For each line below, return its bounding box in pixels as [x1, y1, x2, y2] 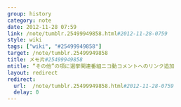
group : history [7, 10, 52, 18]
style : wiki [7, 37, 42, 44]
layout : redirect [7, 69, 58, 76]
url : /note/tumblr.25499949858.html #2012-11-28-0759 [13, 82, 174, 89]
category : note [7, 17, 52, 24]
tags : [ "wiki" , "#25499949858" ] [7, 43, 102, 50]
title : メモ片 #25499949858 [7, 56, 83, 63]
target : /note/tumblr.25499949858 [7, 50, 109, 57]
